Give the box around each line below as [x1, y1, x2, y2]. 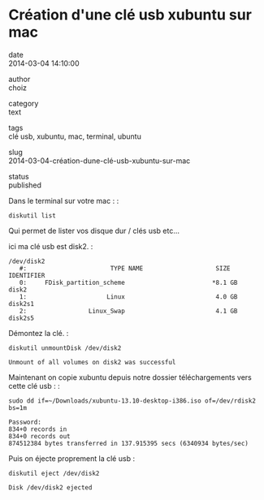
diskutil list [8, 211, 57, 220]
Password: [8, 418, 42, 426]
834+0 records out [8, 432, 71, 440]
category [8, 98, 39, 108]
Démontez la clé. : [8, 328, 69, 338]
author [8, 74, 31, 84]
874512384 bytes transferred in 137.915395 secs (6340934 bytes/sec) [8, 439, 249, 447]
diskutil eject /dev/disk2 [8, 469, 100, 477]
